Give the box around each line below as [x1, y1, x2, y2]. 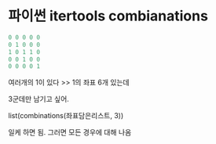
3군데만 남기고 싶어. [8, 95, 69, 104]
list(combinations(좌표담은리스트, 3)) [8, 111, 124, 121]
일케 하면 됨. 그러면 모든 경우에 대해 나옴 [8, 128, 132, 137]
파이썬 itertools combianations [8, 7, 208, 25]
